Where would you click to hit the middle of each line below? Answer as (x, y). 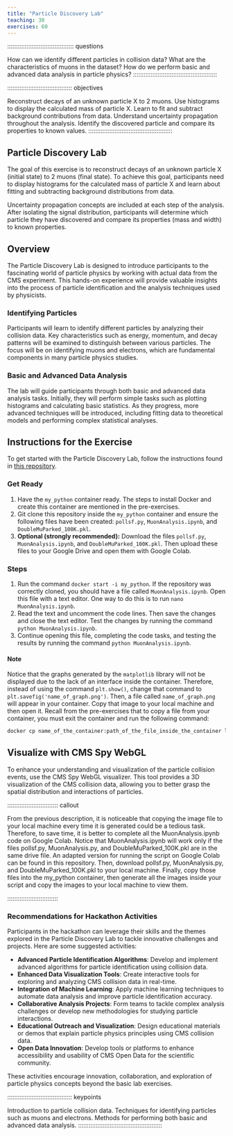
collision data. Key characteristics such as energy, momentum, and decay (112, 336)
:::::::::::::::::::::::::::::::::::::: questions (55, 46)
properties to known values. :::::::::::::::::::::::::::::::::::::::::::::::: (90, 131)
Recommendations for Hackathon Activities (83, 916)
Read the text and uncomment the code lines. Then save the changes (116, 613)
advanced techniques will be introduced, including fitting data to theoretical (115, 413)
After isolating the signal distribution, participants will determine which (108, 212)
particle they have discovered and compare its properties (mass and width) (114, 220)
